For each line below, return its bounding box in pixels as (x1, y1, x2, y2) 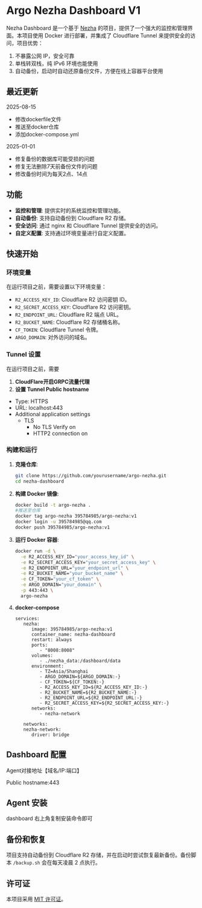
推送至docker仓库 (14, 123, 59, 130)
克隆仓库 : (14, 460, 38, 468)
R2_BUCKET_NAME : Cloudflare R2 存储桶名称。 (14, 319, 124, 326)
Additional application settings (14, 410, 90, 417)
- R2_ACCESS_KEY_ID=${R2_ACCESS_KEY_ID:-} (39, 684, 148, 690)
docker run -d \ (14, 548, 56, 554)
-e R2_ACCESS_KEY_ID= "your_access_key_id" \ (21, 553, 134, 560)
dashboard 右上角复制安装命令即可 (6, 815, 93, 822)
